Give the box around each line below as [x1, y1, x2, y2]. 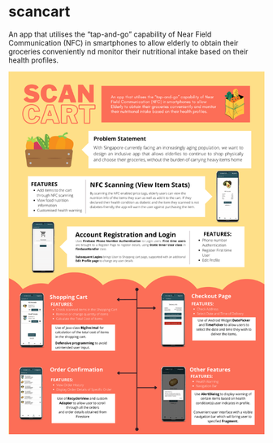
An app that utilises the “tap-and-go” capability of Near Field [8, 29, 212, 39]
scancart [8, 2, 71, 21]
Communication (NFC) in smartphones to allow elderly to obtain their [8, 37, 239, 47]
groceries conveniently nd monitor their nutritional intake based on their [8, 46, 249, 56]
